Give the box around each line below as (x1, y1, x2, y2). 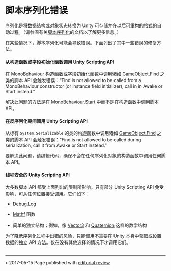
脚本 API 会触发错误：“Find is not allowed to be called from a (14, 77, 141, 84)
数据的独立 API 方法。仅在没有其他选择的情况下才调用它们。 (5, 239, 131, 245)
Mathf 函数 (12, 211, 36, 217)
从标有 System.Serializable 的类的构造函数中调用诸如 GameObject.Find (5, 130, 156, 137)
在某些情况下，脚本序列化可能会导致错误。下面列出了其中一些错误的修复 (5, 39, 157, 46)
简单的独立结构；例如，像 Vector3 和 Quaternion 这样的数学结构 (12, 222, 147, 228)
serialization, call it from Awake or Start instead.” (5, 142, 107, 148)
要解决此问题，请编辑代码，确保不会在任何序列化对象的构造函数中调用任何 (5, 153, 161, 159)
